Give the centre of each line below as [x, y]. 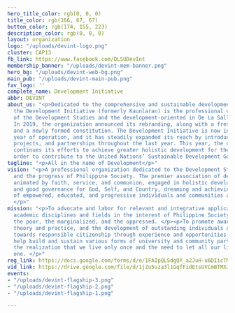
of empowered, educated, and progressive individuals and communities [119, 196]
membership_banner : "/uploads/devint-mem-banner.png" [87, 66]
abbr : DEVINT [26, 99]
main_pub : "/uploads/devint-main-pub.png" [70, 79]
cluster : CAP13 [29, 53]
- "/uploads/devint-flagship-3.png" [60, 280]
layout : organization [39, 40]
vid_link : [22, 267]
